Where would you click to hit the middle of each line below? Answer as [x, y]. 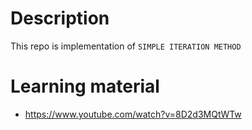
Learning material [85, 86]
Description [60, 18]
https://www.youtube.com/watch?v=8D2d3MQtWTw [133, 114]
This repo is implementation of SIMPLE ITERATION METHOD [126, 46]
